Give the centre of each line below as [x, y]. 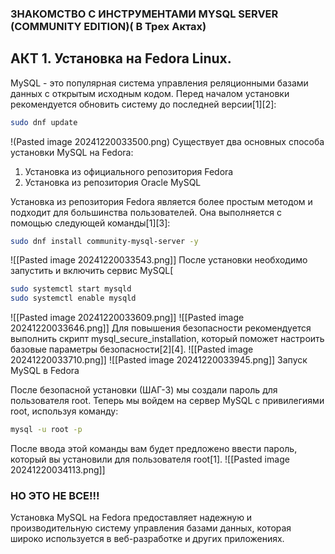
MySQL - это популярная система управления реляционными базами [159, 83]
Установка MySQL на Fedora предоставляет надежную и [131, 518]
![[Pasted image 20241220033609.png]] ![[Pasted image [127, 318]
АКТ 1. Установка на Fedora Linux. [121, 58]
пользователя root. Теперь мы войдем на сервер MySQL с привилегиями [167, 401]
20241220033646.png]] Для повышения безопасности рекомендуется [161, 328]
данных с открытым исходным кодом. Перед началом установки [150, 93]
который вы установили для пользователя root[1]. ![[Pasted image [150, 459]
